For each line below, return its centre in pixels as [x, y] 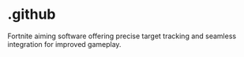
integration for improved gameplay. [64, 44]
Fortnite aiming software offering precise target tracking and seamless [122, 36]
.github [32, 14]
